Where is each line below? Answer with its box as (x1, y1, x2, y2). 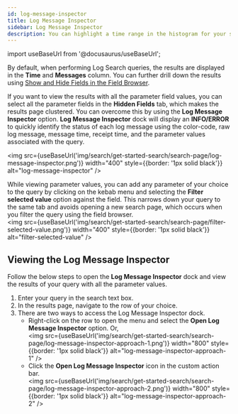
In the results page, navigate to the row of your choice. (17, 301, 178, 310)
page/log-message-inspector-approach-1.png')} (28, 339, 170, 348)
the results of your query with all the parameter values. (7, 280, 168, 288)
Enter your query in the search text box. (17, 294, 134, 303)
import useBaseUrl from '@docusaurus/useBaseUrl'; (7, 50, 161, 58)
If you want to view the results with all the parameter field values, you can (7, 92, 222, 101)
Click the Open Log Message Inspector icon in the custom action (28, 361, 220, 370)
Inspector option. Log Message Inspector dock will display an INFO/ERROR (7, 115, 229, 124)
